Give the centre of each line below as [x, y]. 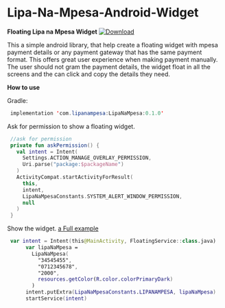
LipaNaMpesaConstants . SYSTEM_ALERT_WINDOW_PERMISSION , [103, 196]
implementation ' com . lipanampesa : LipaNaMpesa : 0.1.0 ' [87, 113]
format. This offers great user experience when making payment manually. [113, 59]
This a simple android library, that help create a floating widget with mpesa [113, 45]
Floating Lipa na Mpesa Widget [52, 32]
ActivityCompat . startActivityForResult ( [75, 177]
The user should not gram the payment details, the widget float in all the [109, 67]
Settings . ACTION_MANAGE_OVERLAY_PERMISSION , [87, 158]
